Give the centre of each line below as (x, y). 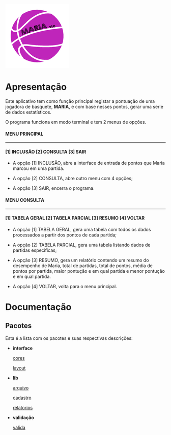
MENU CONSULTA (25, 200)
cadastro (22, 398)
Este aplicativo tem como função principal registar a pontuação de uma (80, 101)
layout (19, 368)
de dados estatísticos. (28, 112)
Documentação (38, 307)
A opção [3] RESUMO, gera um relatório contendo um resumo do (81, 260)
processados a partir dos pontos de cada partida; (65, 235)
